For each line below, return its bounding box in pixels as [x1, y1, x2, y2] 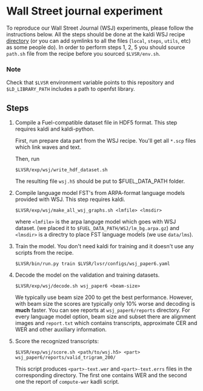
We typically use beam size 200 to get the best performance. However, [15, 294, 193, 301]
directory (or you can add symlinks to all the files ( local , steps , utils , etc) [6, 37, 191, 44]
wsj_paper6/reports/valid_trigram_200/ [15, 355, 116, 361]
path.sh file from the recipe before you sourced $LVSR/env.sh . [6, 50, 161, 57]
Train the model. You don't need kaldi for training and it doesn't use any [15, 243, 194, 250]
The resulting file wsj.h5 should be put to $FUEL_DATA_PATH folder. [15, 177, 185, 185]
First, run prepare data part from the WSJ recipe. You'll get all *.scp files [15, 137, 196, 145]
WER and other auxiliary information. [15, 326, 107, 333]
